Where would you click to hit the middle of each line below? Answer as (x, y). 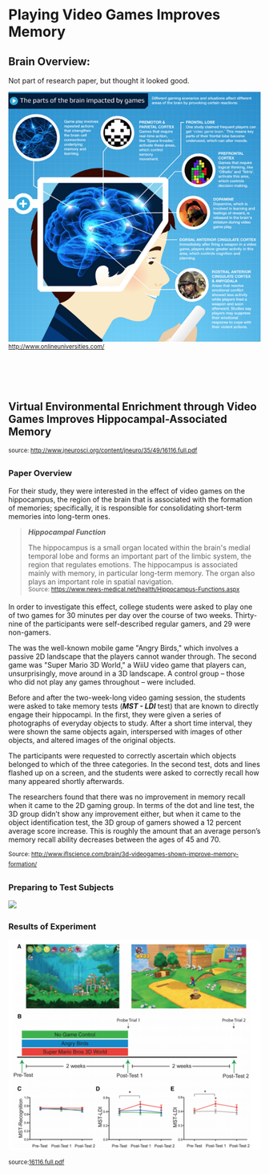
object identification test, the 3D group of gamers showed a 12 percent (125, 823)
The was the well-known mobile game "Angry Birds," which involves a (123, 648)
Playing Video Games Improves (114, 15)
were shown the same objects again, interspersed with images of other (125, 732)
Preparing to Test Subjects (61, 887)
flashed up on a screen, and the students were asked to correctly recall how (134, 773)
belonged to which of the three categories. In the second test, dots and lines (134, 765)
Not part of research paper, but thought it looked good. (99, 81)
